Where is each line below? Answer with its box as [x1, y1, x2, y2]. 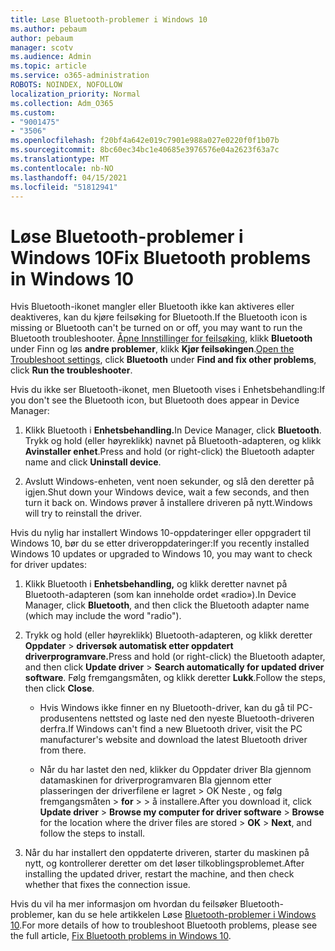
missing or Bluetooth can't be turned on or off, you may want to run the [10, 322, 303, 334]
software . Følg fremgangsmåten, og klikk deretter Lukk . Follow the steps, [24, 672, 326, 684]
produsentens [39, 712, 98, 725]
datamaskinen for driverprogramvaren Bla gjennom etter [39, 774, 272, 786]
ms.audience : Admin [10, 52, 92, 62]
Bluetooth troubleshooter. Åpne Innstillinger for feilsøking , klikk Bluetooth [10, 332, 313, 345]
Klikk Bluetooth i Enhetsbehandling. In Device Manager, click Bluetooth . [24, 424, 322, 436]
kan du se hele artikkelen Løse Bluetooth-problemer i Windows [56, 909, 317, 921]
